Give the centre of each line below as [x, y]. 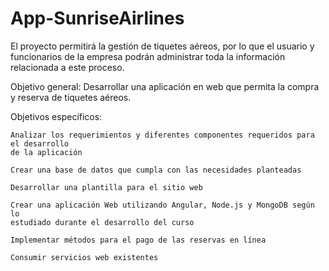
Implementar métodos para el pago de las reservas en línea [138, 240]
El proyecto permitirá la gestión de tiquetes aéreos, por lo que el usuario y [162, 46]
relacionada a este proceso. [67, 67]
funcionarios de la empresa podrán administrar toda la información [148, 56]
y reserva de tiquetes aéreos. [71, 97]
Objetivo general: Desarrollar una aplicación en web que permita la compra [165, 86]
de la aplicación [46, 152]
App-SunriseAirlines [97, 18]
